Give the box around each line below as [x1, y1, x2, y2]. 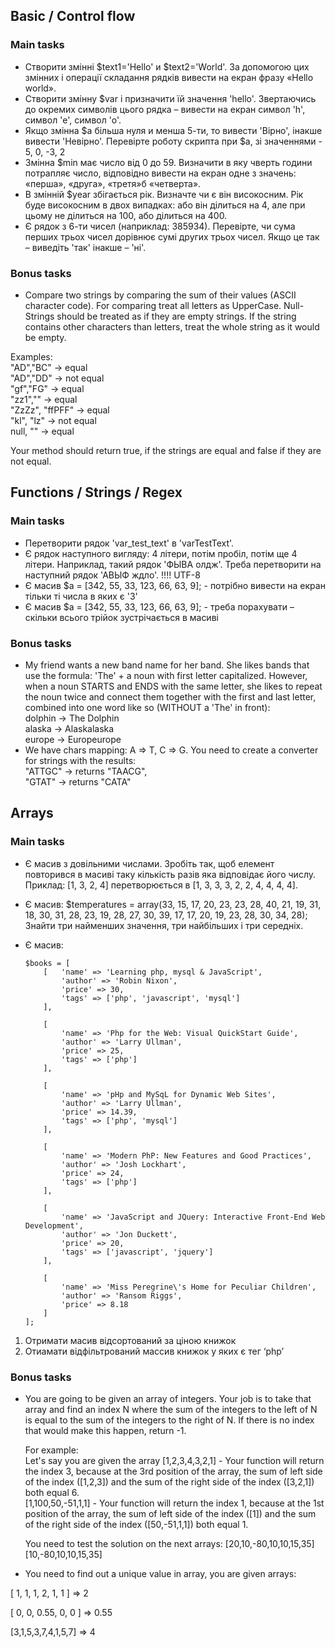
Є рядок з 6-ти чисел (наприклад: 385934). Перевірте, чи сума [24, 220, 296, 232]
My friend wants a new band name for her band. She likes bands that [24, 659, 310, 671]
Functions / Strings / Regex [10, 484, 183, 501]
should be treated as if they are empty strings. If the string [56, 310, 297, 322]
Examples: [10, 350, 53, 363]
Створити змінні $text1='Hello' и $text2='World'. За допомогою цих [24, 60, 310, 73]
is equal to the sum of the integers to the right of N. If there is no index [24, 1414, 315, 1426]
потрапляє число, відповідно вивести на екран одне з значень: [24, 167, 297, 179]
